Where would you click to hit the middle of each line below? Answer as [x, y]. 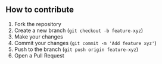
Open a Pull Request [39, 55]
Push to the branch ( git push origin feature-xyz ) [76, 49]
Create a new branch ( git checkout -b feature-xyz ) [79, 30]
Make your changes [38, 36]
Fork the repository [38, 24]
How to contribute [40, 10]
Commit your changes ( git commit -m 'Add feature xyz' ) [85, 43]
